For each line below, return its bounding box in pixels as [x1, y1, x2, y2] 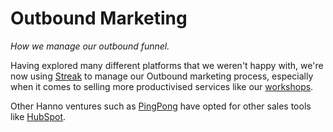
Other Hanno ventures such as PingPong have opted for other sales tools [10, 100, 312, 112]
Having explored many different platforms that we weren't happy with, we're [10, 59, 324, 71]
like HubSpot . [10, 110, 67, 122]
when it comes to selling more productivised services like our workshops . [10, 80, 314, 92]
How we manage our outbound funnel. [10, 40, 170, 52]
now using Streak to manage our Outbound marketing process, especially [10, 70, 314, 82]
